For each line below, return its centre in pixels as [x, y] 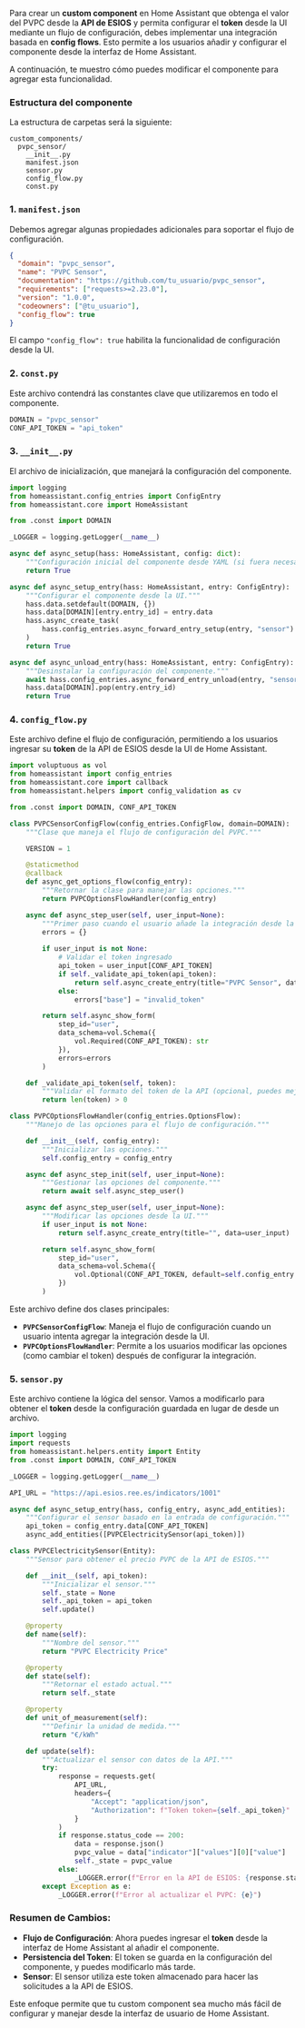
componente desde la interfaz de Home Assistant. [103, 52]
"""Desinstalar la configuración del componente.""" [128, 671]
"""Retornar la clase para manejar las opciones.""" [144, 890]
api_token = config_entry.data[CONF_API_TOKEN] [117, 1526]
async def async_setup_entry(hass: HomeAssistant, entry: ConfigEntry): [150, 587]
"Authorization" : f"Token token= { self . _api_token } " [190, 1810]
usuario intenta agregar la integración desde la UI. [116, 1336]
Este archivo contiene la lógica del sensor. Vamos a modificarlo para [137, 1399]
